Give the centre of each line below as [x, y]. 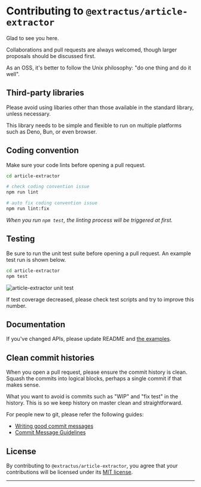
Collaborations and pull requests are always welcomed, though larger [92, 50]
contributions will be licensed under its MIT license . [70, 472]
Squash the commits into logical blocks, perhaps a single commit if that [94, 379]
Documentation [36, 324]
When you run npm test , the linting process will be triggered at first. [89, 220]
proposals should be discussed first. [51, 56]
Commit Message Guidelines [50, 432]
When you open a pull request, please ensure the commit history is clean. [97, 372]
